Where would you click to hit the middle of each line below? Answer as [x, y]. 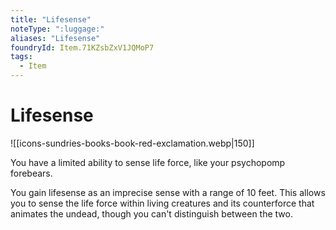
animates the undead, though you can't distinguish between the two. [151, 213]
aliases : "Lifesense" [55, 38]
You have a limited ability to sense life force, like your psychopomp [148, 162]
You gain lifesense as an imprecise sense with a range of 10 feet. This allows [168, 192]
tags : [21, 57]
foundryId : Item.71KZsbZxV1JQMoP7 [82, 47]
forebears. [31, 173]
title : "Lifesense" [51, 19]
